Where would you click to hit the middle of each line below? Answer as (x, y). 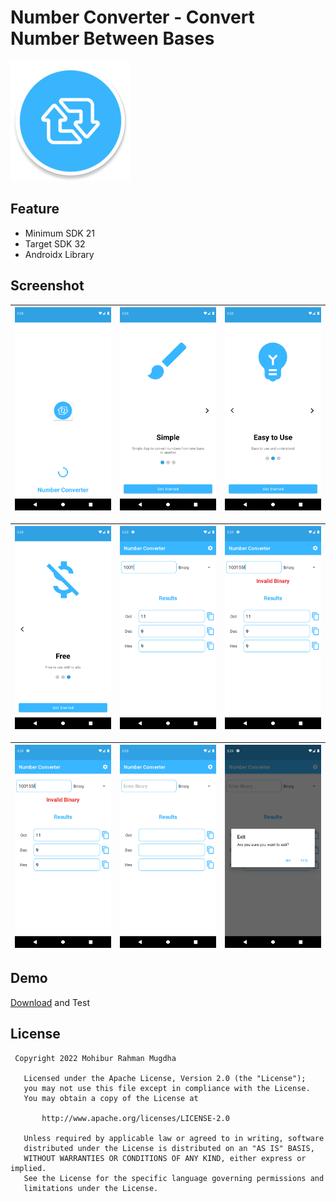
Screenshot (47, 286)
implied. (28, 1168)
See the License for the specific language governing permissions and (174, 1178)
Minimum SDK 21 (59, 233)
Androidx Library (59, 254)
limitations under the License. (91, 1188)
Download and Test (50, 1002)
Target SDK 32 (55, 243)
